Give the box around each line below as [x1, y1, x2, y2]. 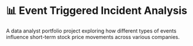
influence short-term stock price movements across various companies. [6, 33, 180, 40]
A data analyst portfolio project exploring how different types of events [6, 27, 177, 34]
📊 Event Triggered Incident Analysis [6, 4, 188, 17]
